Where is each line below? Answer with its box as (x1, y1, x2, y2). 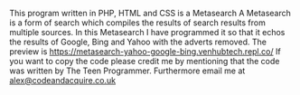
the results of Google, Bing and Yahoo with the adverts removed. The (9, 36, 267, 47)
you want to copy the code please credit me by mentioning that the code (9, 56, 280, 66)
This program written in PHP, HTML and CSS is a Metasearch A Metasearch (9, 8, 292, 18)
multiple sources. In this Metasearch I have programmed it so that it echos (9, 27, 286, 37)
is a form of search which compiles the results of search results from (9, 17, 267, 28)
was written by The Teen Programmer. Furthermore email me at (9, 65, 246, 76)
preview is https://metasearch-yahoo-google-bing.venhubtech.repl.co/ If (9, 46, 282, 57)
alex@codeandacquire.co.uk (9, 75, 116, 85)
